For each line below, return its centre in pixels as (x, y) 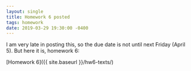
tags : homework (25, 22)
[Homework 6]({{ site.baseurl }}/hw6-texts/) (60, 62)
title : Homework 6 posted (38, 17)
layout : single (25, 11)
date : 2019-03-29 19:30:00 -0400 (47, 28)
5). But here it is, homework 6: (43, 51)
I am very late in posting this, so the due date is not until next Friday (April (96, 45)
